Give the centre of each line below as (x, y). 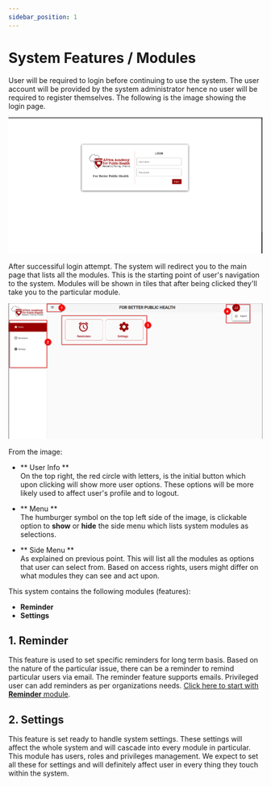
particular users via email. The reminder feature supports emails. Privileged (133, 677)
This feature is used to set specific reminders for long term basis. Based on (133, 660)
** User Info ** (45, 467)
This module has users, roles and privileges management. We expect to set (133, 756)
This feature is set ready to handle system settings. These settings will (125, 739)
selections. (38, 534)
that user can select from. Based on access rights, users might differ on (139, 567)
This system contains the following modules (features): (100, 591)
